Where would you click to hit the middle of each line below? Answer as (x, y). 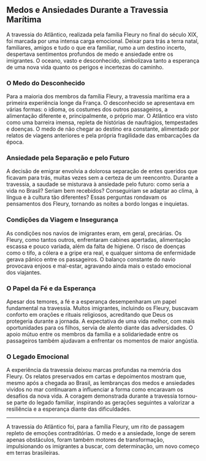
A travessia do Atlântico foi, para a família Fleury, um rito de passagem (96, 427)
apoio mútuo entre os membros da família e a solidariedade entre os (93, 334)
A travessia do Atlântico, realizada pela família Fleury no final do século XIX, (102, 34)
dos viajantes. (24, 272)
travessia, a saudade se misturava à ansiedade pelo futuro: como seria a (98, 184)
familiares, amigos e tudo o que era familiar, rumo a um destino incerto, (96, 47)
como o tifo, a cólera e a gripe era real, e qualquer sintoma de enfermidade (101, 253)
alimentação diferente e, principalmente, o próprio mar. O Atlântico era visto (102, 116)
